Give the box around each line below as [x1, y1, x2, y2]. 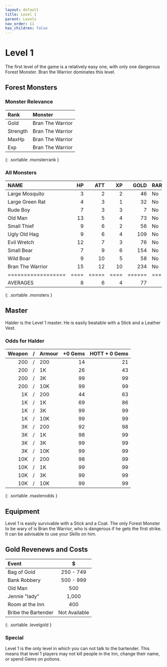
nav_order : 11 [5, 21, 35, 26]
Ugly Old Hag [7, 231, 39, 238]
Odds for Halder [5, 337, 45, 344]
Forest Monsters [5, 83, 58, 92]
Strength [7, 127, 28, 134]
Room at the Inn [7, 601, 45, 608]
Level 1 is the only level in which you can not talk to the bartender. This [5, 646, 150, 652]
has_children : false [5, 26, 48, 31]
